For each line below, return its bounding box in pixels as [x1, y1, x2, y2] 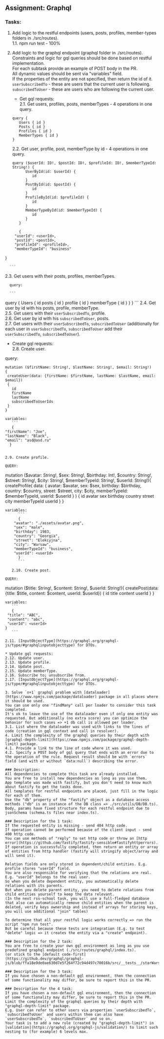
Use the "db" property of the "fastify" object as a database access [5, 797, 150, 802]
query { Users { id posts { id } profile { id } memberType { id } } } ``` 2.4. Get [5, 299, 156, 306]
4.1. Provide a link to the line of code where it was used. [5, 746, 132, 750]
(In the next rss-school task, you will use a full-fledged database [5, 896, 150, 901]
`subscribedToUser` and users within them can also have [5, 1012, 123, 1017]
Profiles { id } [19, 129, 52, 133]
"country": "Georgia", [14, 533, 60, 538]
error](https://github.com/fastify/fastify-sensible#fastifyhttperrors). [5, 840, 159, 845]
